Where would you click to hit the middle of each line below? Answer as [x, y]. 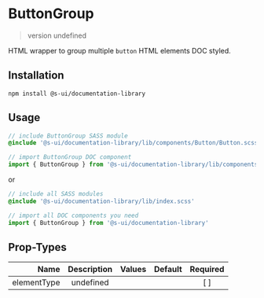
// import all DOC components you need [73, 215]
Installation [36, 75]
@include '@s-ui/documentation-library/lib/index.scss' [101, 201]
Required [207, 270]
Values [133, 270]
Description [90, 270]
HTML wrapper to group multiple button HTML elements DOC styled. [120, 50]
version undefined [57, 35]
